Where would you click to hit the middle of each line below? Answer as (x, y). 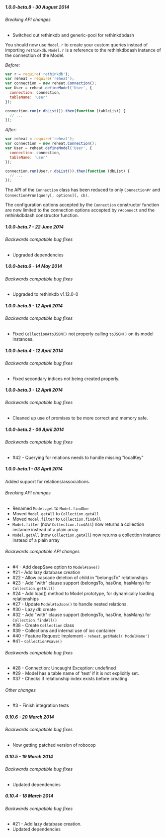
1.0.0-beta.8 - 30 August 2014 (37, 7)
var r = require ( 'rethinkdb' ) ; (38, 74)
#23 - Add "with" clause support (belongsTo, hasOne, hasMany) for (82, 583)
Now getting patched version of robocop (54, 745)
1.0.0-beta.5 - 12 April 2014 (34, 306)
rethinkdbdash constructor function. (42, 215)
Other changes (21, 690)
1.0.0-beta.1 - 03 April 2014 (34, 469)
